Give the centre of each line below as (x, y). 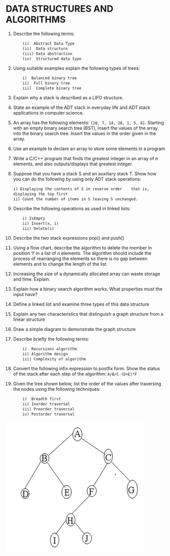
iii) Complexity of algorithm (54, 359)
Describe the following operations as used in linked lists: (72, 208)
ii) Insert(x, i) (40, 224)
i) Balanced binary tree (50, 78)
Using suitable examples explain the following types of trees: (76, 68)
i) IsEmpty (34, 218)
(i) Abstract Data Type (49, 44)
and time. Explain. (32, 279)
